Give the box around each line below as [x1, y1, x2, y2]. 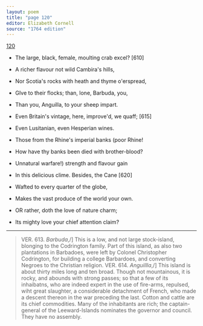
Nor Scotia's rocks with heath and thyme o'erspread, [14, 78, 147, 85]
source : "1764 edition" [6, 25, 66, 32]
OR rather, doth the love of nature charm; [14, 207, 118, 214]
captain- [169, 301, 190, 308]
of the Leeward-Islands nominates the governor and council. [41, 307, 192, 314]
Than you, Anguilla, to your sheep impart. [14, 101, 118, 108]
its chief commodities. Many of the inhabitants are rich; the [21, 301, 168, 308]
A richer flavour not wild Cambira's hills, [14, 66, 115, 73]
